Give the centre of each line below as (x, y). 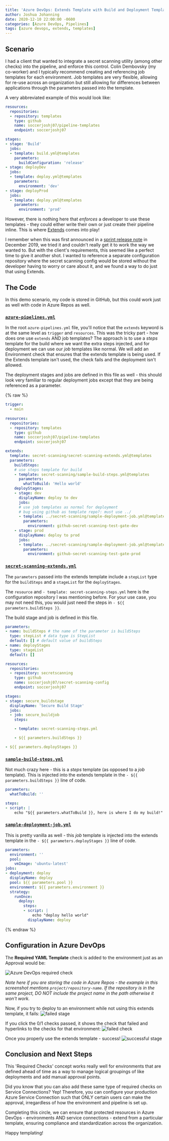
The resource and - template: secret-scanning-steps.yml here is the (77, 591)
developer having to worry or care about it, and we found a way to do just (81, 266)
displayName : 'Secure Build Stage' (47, 706)
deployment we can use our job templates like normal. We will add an (77, 349)
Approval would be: (25, 963)
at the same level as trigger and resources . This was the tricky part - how (82, 333)
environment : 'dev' (39, 186)
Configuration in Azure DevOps (55, 945)
